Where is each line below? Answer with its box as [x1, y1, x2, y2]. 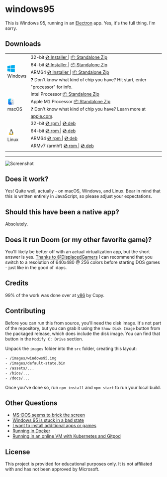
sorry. [5, 25, 17, 31]
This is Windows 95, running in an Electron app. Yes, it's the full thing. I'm [5, 20, 156, 26]
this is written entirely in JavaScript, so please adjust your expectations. [5, 193, 153, 199]
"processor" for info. [30, 84, 73, 90]
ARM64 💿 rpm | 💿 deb [30, 136, 78, 141]
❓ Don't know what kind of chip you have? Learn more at [30, 106, 146, 112]
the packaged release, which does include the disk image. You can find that [5, 330, 161, 336]
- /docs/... [5, 375, 30, 381]
